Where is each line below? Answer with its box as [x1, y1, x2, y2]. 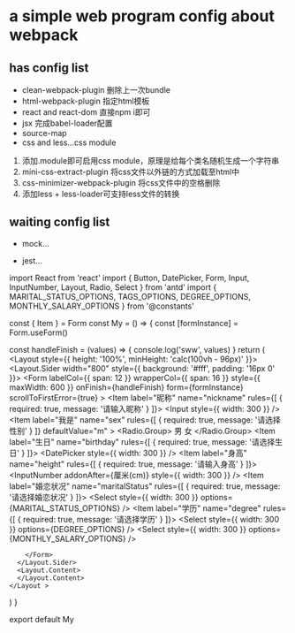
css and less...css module [21, 137, 117, 148]
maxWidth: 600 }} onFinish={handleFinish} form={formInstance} [9, 382, 245, 393]
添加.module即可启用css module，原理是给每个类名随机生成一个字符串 [21, 156, 280, 165]
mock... [21, 238, 50, 248]
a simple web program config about [9, 6, 276, 27]
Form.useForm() [9, 327, 68, 338]
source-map [21, 128, 68, 138]
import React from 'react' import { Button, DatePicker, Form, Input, [9, 272, 250, 283]
